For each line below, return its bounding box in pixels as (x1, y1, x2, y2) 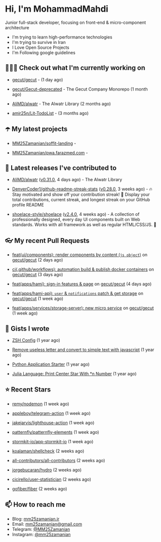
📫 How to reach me (5, 501, 66, 509)
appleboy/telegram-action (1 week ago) (12, 410, 91, 416)
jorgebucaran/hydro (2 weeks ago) (12, 467, 82, 473)
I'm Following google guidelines (12, 50, 76, 56)
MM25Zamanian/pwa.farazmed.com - (12, 150, 88, 155)
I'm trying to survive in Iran (12, 39, 66, 45)
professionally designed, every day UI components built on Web (12, 217, 141, 223)
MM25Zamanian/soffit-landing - (12, 140, 77, 146)
